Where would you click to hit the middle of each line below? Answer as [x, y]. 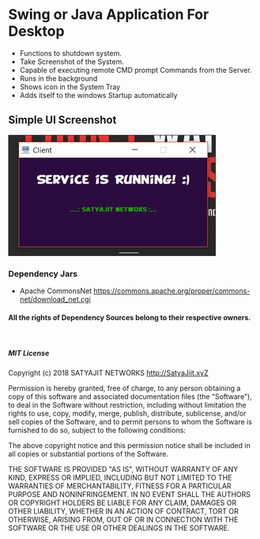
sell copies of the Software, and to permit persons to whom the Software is [130, 422]
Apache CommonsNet [56, 291]
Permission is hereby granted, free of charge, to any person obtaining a [124, 388]
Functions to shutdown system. [71, 53]
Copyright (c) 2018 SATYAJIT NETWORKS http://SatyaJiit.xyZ [108, 373]
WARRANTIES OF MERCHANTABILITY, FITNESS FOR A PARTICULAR [120, 486]
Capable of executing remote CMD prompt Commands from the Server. [136, 70]
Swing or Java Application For [109, 15]
